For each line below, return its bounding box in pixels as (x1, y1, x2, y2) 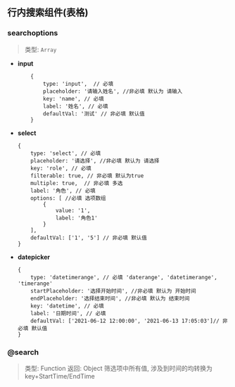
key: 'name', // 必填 (43, 95, 104, 102)
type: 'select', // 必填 (30, 150, 101, 157)
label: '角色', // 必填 (30, 187, 96, 194)
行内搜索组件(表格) (7, 6, 89, 19)
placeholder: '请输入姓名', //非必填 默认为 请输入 (43, 87, 183, 95)
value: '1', (55, 207, 91, 214)
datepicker (17, 253, 51, 261)
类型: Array (24, 45, 57, 53)
